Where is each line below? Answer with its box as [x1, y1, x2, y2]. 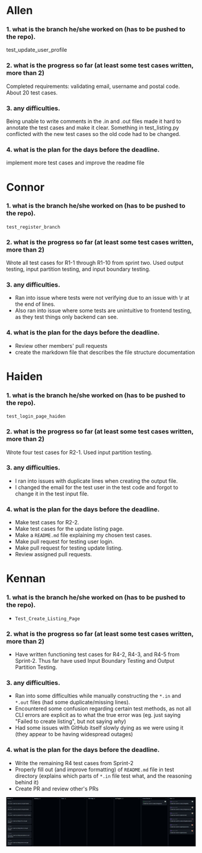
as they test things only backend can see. [14, 314, 118, 321]
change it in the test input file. [14, 490, 89, 497]
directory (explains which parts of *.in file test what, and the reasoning [14, 772, 192, 780]
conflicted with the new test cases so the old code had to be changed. [6, 131, 181, 138]
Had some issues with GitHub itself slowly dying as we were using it [14, 724, 183, 731]
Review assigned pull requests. [14, 551, 92, 558]
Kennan [6, 572, 46, 586]
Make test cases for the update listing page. [14, 525, 124, 533]
